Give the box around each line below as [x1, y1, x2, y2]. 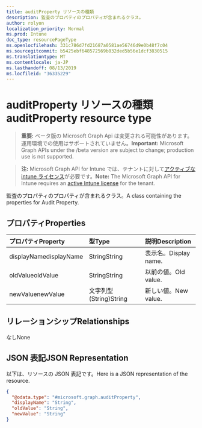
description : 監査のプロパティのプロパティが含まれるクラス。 [6, 14, 144, 20]
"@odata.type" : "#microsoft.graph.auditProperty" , [11, 394, 141, 400]
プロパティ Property [9, 238, 65, 245]
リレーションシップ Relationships [6, 316, 130, 327]
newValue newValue [9, 290, 65, 298]
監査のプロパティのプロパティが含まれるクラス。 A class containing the [6, 192, 182, 200]
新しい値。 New [145, 287, 188, 295]
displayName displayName [9, 253, 83, 260]
